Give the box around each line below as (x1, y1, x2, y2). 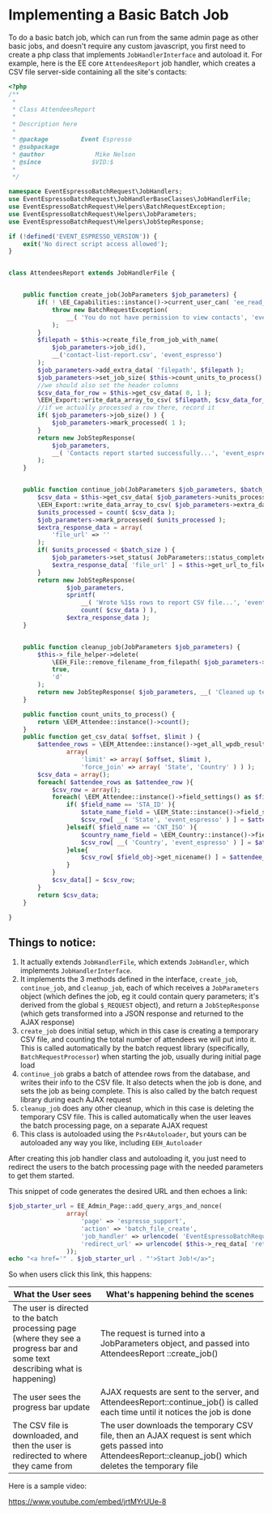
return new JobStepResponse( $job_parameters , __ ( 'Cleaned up (37, 689, 255, 697)
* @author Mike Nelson (11, 150, 136, 159)
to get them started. (8, 1171, 74, 1180)
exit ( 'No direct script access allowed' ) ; (23, 240, 168, 248)
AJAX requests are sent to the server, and (100, 1387, 260, 1398)
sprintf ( (66, 591, 96, 599)
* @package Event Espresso (11, 135, 132, 143)
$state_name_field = (80, 808, 151, 817)
